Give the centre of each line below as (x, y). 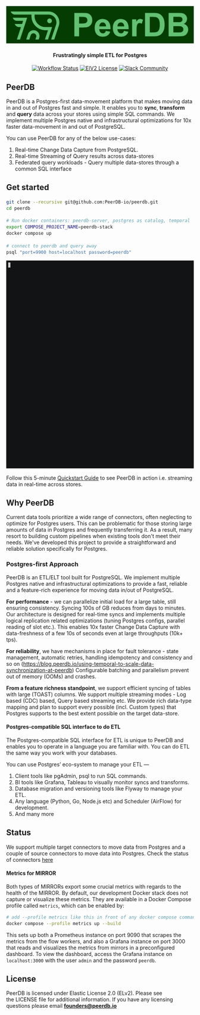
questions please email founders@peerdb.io (62, 1006)
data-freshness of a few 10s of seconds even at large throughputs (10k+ (95, 633)
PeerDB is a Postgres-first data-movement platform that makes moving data (99, 101)
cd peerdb (18, 208)
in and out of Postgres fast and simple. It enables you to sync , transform (96, 107)
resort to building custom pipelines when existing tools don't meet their (93, 536)
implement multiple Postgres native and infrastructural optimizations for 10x (99, 120)
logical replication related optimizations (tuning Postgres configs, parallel (96, 620)
